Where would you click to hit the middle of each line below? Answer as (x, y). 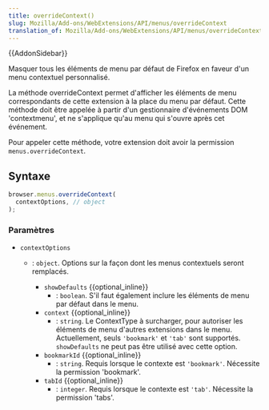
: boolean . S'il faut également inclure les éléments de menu (153, 295)
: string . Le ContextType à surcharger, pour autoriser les (149, 321)
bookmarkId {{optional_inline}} (92, 355)
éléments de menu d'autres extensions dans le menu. (144, 330)
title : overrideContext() (51, 16)
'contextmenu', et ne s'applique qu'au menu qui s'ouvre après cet (116, 119)
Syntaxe (29, 176)
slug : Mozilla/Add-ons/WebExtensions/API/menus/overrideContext (118, 23)
